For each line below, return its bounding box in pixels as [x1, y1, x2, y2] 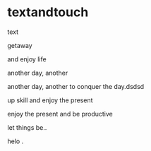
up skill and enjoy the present [7, 96, 93, 104]
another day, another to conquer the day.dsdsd [7, 82, 145, 90]
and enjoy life [7, 54, 47, 64]
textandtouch [7, 4, 89, 20]
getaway [7, 41, 33, 49]
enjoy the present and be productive [7, 109, 113, 118]
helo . [7, 137, 24, 145]
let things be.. [7, 123, 47, 131]
